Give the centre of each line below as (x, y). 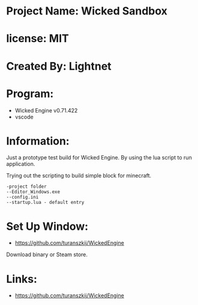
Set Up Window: (47, 226)
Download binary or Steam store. (47, 254)
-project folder (26, 187)
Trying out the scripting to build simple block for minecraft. (79, 176)
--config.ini (22, 197)
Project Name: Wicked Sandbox (87, 11)
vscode (24, 117)
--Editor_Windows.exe (33, 192)
